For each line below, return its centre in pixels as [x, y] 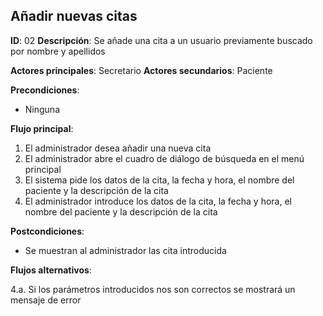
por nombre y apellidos [58, 51]
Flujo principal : [42, 128]
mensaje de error [46, 300]
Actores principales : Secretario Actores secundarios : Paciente [141, 70]
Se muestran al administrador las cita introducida [125, 250]
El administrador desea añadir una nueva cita [118, 148]
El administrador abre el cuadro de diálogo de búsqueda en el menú [164, 158]
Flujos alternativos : [51, 270]
